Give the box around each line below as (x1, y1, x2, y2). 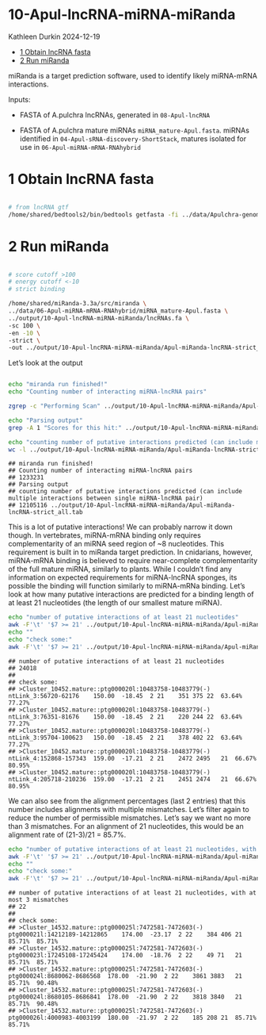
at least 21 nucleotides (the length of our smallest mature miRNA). (8, 598, 222, 608)
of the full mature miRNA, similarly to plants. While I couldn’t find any (8, 565, 232, 574)
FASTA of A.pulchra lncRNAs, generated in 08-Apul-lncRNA (19, 109, 211, 120)
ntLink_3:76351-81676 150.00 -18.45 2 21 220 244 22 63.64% (8, 712, 243, 721)
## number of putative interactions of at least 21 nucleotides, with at (8, 889, 257, 897)
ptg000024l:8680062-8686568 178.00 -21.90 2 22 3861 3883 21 (8, 972, 243, 980)
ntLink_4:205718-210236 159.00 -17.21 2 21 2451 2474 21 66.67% (8, 775, 257, 783)
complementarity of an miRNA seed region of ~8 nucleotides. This (8, 539, 224, 549)
